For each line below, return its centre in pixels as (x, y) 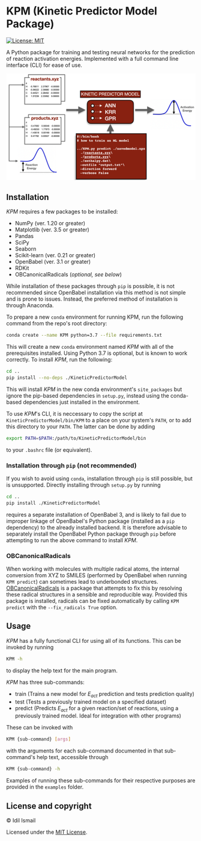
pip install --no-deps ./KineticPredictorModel (67, 378)
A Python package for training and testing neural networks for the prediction (100, 52)
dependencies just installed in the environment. (81, 402)
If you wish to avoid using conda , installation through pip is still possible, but (100, 479)
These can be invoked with (40, 728)
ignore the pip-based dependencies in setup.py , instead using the (88, 395)
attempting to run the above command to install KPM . (72, 540)
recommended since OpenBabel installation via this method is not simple (96, 293)
